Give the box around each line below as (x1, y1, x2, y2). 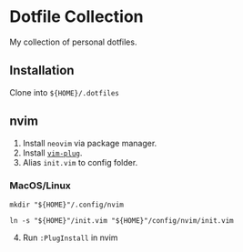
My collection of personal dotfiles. (9, 36, 137, 47)
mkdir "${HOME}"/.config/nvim (9, 200, 125, 209)
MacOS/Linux (9, 179, 71, 192)
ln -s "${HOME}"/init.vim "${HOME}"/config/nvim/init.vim (9, 216, 234, 225)
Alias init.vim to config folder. (22, 156, 138, 167)
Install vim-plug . (22, 147, 83, 158)
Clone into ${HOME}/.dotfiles (9, 86, 120, 97)
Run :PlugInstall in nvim (22, 232, 118, 243)
